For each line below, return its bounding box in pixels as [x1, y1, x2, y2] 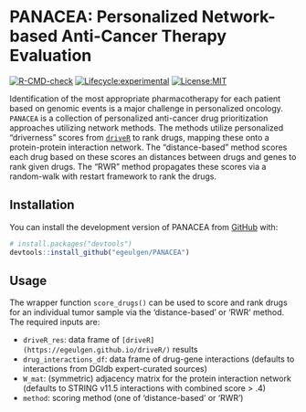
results [172, 344, 198, 355]
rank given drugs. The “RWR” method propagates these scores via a [9, 161, 267, 172]
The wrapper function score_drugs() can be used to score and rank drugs [9, 297, 288, 308]
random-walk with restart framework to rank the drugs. [9, 171, 217, 182]
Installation [9, 197, 75, 213]
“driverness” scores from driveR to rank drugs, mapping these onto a [9, 132, 269, 143]
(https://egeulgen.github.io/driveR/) [22, 345, 171, 355]
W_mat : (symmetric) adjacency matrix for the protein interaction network [22, 373, 292, 385]
